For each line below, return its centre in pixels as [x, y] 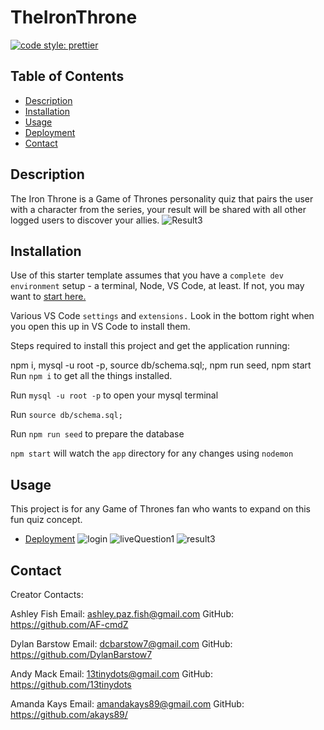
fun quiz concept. [46, 520]
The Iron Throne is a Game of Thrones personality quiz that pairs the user [162, 198]
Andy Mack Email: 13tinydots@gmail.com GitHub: [111, 674]
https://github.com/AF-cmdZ [69, 624]
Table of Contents [67, 76]
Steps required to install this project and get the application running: [150, 346]
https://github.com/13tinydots [71, 684]
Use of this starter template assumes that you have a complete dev [147, 275]
